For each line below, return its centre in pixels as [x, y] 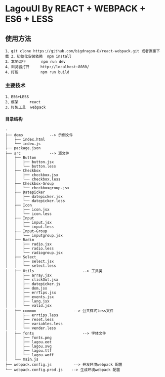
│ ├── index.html [25, 139]
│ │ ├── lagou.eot [28, 342]
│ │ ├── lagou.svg [28, 346]
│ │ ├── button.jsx [30, 162]
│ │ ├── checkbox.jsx [32, 175]
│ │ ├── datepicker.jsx [34, 196]
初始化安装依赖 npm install [44, 56]
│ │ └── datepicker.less [35, 201]
